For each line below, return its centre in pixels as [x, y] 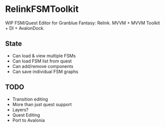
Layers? [20, 110]
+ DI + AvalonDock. [25, 28]
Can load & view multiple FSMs [44, 56]
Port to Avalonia [28, 120]
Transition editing [30, 99]
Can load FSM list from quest [42, 61]
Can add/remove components [43, 66]
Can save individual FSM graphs [45, 71]
